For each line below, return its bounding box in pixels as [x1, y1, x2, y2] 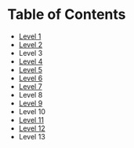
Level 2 [18, 39, 43, 49]
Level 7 [18, 81, 42, 91]
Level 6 [18, 73, 43, 83]
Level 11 [18, 115, 45, 124]
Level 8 [18, 90, 43, 99]
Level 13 [18, 131, 46, 141]
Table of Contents [7, 6, 126, 24]
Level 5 [18, 65, 42, 74]
